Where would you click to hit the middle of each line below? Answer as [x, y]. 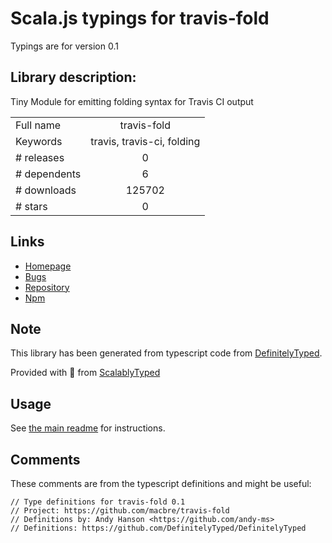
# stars [31, 206]
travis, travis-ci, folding [145, 141]
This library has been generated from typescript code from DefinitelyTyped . [166, 353]
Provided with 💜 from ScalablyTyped [85, 373]
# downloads [46, 190]
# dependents [48, 174]
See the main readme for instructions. [88, 428]
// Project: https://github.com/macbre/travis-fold [120, 511]
